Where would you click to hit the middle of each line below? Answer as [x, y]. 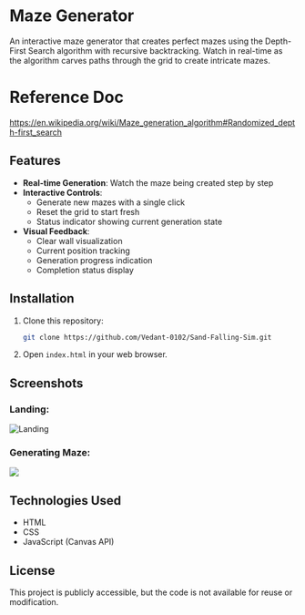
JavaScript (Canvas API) [68, 542]
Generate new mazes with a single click [111, 202]
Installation [42, 298]
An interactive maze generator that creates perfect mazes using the [137, 41]
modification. [34, 601]
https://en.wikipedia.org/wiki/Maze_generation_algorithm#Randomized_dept [152, 122]
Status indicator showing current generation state [129, 221]
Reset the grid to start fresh [88, 211]
